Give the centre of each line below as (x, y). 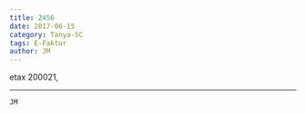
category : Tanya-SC (46, 34)
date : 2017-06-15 (42, 26)
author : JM (30, 52)
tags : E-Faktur (38, 43)
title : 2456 (32, 18)
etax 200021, (34, 77)
